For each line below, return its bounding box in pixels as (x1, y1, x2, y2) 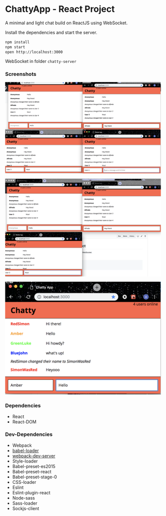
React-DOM (12, 418, 37, 424)
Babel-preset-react (12, 468, 52, 474)
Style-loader (12, 458, 38, 464)
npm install (5, 40, 30, 45)
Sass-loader (12, 500, 38, 506)
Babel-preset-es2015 (12, 463, 56, 469)
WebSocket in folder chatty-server (5, 58, 77, 64)
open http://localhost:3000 (5, 50, 63, 54)
